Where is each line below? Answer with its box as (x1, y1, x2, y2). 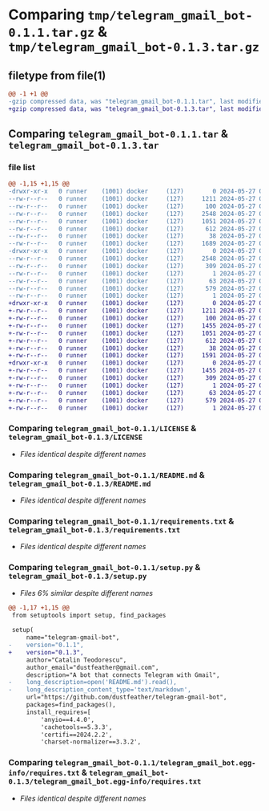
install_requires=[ (26, 708, 91, 716)
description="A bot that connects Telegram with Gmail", (26, 670, 220, 679)
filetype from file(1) (8, 68, 106, 82)
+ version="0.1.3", (8, 648, 84, 656)
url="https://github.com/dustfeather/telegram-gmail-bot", (26, 693, 227, 702)
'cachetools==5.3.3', (40, 723, 113, 732)
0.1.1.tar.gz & (8, 22, 108, 41)
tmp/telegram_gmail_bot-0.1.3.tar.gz (8, 40, 260, 55)
